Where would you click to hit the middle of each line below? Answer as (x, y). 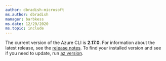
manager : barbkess (25, 19)
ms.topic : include (25, 28)
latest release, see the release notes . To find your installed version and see (83, 48)
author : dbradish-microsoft (35, 10)
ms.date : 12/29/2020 (27, 24)
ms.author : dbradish (27, 14)
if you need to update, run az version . (44, 53)
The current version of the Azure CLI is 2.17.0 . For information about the (80, 42)
